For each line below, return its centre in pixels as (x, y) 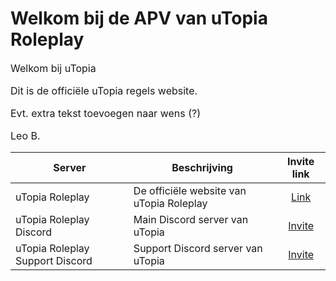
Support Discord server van (198, 248)
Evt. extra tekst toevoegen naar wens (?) (106, 113)
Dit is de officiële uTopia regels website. (104, 90)
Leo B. (25, 135)
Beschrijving (202, 167)
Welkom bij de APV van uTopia (139, 18)
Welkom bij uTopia (53, 68)
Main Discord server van (191, 219)
